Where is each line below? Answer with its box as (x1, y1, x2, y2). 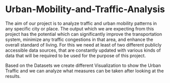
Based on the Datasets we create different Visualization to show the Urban (5, 62, 161, 68)
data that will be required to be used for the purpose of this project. (5, 52, 146, 59)
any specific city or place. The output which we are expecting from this (5, 25, 154, 31)
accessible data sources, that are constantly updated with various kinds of (5, 47, 161, 53)
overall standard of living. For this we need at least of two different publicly (5, 41, 162, 48)
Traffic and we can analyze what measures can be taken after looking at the (5, 67, 164, 74)
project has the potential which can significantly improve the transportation (5, 31, 162, 37)
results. (5, 73, 21, 79)
